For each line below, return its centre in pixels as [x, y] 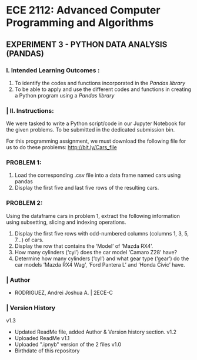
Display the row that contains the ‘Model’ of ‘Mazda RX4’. [84, 246]
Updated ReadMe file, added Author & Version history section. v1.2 [95, 332]
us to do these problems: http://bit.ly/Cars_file [62, 147]
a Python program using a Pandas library [64, 95]
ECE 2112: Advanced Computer [83, 10]
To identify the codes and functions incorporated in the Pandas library [100, 83]
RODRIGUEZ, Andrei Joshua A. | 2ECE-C [64, 293]
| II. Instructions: [30, 110]
